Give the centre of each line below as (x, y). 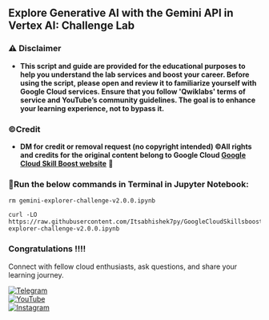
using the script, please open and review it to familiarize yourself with (138, 82)
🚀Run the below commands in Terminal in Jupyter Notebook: (129, 184)
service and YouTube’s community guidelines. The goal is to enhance (138, 100)
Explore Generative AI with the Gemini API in (121, 13)
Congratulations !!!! (47, 249)
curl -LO (23, 215)
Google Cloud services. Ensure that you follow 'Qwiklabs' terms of (132, 91)
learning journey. (36, 274)
